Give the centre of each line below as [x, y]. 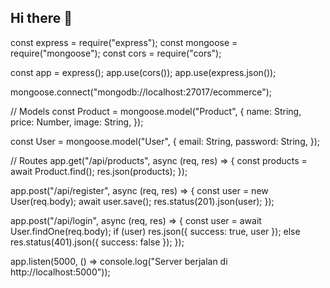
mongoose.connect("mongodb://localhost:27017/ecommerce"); [141, 92]
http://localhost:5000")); [60, 272]
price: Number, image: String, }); [77, 122]
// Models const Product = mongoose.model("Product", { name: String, [156, 111]
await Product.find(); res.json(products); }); [99, 171]
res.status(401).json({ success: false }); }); [97, 242]
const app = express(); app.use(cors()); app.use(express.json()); [143, 72]
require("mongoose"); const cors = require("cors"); [116, 53]
